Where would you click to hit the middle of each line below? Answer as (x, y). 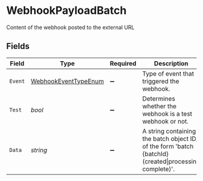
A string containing (169, 131)
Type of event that (168, 73)
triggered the (161, 81)
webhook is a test (167, 114)
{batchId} (156, 154)
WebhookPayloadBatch (66, 11)
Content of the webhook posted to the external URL (70, 27)
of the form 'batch (168, 146)
